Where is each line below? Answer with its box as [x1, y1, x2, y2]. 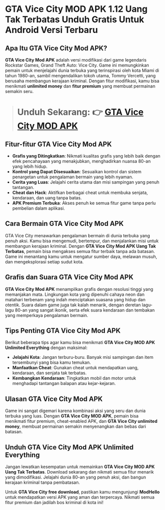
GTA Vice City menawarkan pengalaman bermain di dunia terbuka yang [5, 232, 150, 238]
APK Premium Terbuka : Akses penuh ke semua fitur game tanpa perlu [12, 200, 156, 206]
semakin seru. [5, 89, 34, 94]
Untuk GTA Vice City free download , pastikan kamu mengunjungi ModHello [5, 489, 160, 495]
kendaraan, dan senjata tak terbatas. [12, 370, 87, 376]
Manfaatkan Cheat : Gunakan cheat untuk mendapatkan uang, [12, 365, 139, 371]
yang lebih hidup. [12, 163, 48, 169]
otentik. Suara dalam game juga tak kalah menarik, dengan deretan [5, 302, 141, 308]
